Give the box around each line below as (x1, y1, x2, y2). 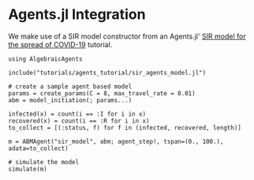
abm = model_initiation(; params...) (8, 96, 133, 104)
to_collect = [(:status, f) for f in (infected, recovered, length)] (8, 123, 242, 131)
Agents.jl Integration (8, 6, 146, 24)
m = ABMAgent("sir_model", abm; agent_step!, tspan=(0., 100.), (8, 138, 224, 145)
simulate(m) (8, 165, 47, 173)
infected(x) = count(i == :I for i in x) (8, 110, 147, 118)
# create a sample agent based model (8, 83, 133, 90)
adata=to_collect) (8, 144, 69, 152)
